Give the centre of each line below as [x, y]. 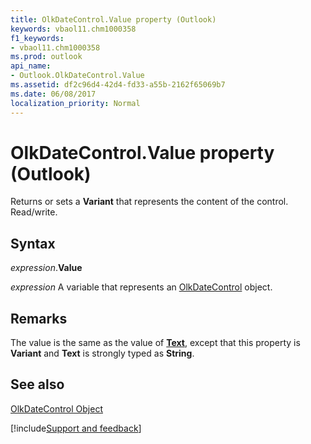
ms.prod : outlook [46, 57]
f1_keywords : [37, 38]
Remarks [39, 318]
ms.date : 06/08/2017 [53, 94]
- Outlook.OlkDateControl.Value [77, 76]
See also [37, 384]
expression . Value [46, 268]
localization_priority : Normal [75, 103]
